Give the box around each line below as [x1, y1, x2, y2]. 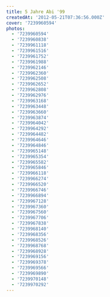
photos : [6, 25, 26, 32]
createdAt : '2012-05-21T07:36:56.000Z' [6, 14, 105, 20]
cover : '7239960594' [6, 20, 58, 26]
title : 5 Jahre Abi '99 [6, 8, 65, 15]
